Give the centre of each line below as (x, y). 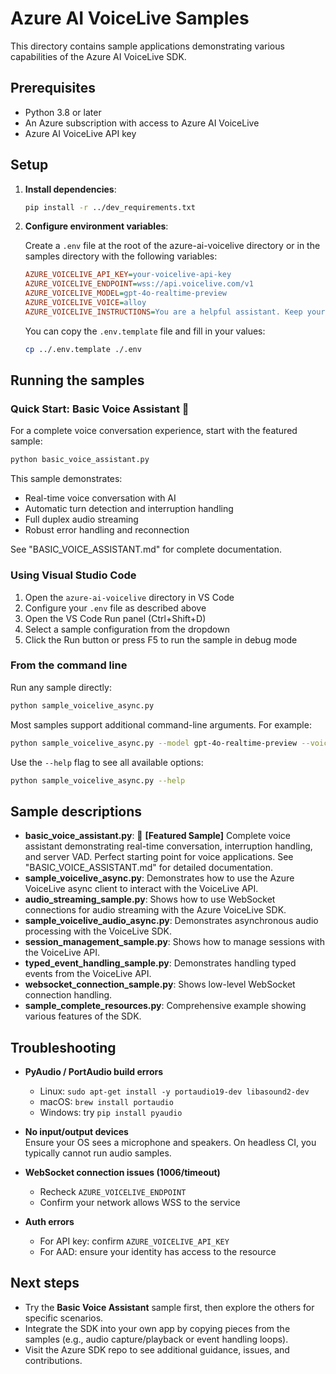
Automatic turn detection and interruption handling (129, 509)
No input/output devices (76, 1132)
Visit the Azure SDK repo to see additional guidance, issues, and (157, 1349)
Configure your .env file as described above (115, 608)
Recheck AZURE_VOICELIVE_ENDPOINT (113, 1192)
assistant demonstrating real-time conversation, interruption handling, (168, 846)
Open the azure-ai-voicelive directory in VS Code (129, 597)
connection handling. (68, 995)
